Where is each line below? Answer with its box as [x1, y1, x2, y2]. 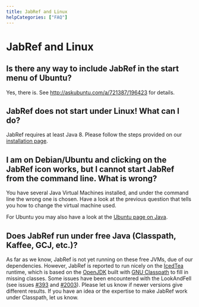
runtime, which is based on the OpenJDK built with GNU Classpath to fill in [6, 268, 189, 275]
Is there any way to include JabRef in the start [6, 64, 179, 74]
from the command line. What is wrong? [6, 173, 157, 184]
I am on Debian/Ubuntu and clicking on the [6, 154, 167, 165]
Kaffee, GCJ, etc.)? [6, 240, 78, 250]
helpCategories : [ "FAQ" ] [6, 14, 68, 20]
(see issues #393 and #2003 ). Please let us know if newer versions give [6, 281, 183, 288]
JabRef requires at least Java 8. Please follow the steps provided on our [6, 131, 182, 138]
